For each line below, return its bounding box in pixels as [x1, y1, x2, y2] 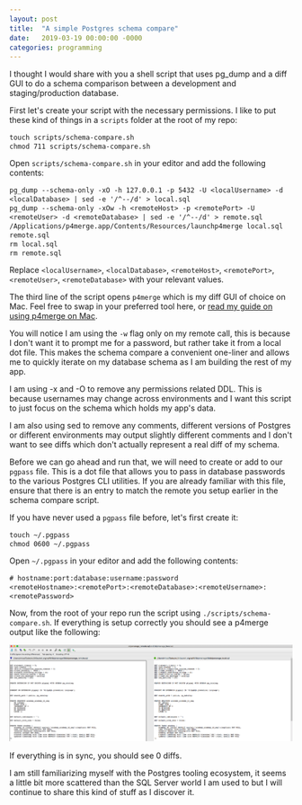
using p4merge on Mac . [9, 311, 98, 322]
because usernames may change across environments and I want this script [9, 394, 292, 404]
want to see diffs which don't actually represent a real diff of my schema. [9, 439, 280, 450]
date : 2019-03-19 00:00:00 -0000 [9, 33, 143, 42]
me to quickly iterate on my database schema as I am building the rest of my [9, 357, 292, 367]
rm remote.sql [9, 249, 63, 258]
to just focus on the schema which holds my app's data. [9, 402, 217, 413]
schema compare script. [9, 495, 100, 506]
